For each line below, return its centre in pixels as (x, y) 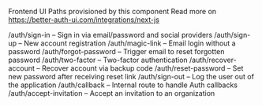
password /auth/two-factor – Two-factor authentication (98, 60)
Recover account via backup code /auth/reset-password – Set (143, 68)
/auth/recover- (213, 60)
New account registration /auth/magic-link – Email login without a (129, 43)
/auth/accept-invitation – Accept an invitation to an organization (112, 93)
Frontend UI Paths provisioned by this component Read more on (112, 11)
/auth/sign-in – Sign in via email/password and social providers (110, 35)
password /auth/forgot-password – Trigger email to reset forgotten (116, 51)
